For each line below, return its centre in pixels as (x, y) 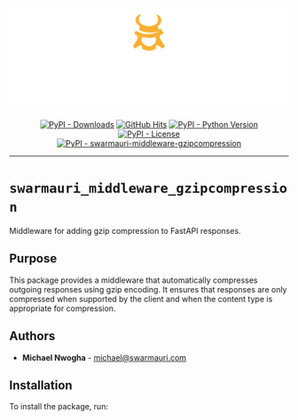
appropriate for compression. (63, 308)
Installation (41, 385)
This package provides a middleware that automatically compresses (133, 280)
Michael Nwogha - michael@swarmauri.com (104, 357)
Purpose (33, 259)
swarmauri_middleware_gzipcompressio (149, 188)
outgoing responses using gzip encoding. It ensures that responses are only (148, 289)
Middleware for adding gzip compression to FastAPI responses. (125, 230)
